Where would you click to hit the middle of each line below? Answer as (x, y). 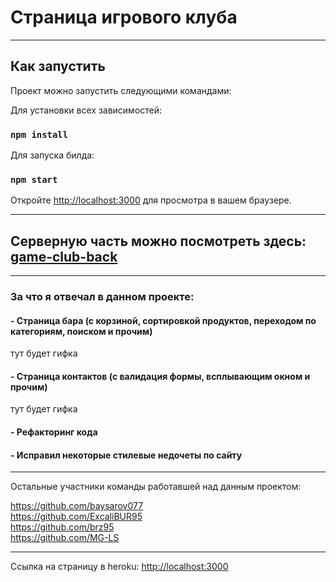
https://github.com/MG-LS (65, 538)
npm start (34, 179)
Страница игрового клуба (124, 17)
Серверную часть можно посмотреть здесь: (158, 241)
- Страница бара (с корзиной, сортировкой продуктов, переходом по (163, 320)
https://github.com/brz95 (62, 527)
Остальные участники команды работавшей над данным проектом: (156, 487)
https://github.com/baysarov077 (77, 506)
